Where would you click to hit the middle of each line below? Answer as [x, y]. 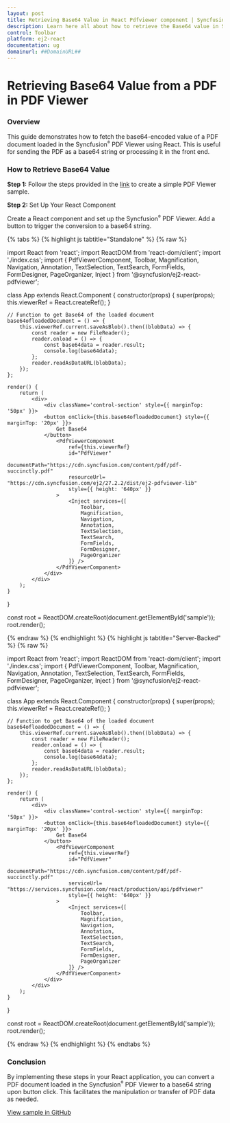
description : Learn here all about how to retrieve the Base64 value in [113, 26]
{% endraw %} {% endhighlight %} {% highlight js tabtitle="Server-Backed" [114, 638]
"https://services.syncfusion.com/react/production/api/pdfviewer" [105, 889]
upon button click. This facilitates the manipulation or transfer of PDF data [111, 1091]
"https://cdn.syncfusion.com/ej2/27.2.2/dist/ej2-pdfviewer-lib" [102, 483]
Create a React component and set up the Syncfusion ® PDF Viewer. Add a [111, 218]
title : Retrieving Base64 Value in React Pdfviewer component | [101, 20]
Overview [24, 122]
